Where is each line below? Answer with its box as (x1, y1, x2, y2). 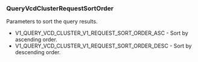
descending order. (14, 49, 61, 56)
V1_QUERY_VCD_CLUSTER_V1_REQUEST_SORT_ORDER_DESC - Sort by (14, 42, 192, 49)
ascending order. (14, 36, 57, 43)
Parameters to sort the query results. (6, 18, 98, 25)
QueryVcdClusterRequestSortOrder (6, 4, 113, 13)
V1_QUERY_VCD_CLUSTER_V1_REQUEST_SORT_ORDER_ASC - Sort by (14, 29, 188, 37)
